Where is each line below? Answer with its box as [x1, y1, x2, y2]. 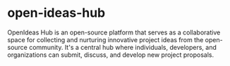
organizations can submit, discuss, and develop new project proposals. [7, 51, 214, 59]
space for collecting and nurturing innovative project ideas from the [7, 35, 204, 44]
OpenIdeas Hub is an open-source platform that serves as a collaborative [7, 28, 221, 37]
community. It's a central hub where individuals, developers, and [29, 43, 217, 51]
